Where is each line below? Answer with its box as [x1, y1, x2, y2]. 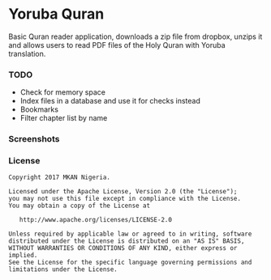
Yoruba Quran [8, 5, 105, 23]
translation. [8, 49, 46, 58]
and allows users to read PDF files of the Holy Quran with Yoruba [8, 40, 226, 49]
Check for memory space [19, 87, 105, 97]
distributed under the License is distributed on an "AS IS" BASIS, [8, 237, 245, 245]
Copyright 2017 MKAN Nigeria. [8, 173, 111, 182]
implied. [8, 252, 38, 260]
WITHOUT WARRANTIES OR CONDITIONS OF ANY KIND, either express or [8, 244, 238, 252]
